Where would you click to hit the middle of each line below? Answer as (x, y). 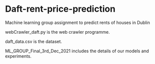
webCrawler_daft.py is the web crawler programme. (58, 32)
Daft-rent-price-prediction (60, 9)
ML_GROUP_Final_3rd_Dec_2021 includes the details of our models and (77, 51)
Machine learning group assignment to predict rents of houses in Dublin (78, 22)
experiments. (18, 56)
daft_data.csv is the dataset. (34, 41)
